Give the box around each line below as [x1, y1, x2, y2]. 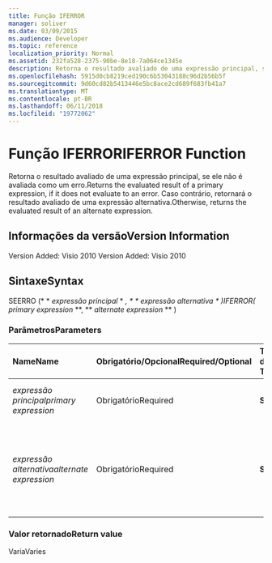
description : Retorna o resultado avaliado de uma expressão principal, [8, 65, 259, 73]
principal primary [12, 395, 76, 406]
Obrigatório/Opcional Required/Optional [96, 356, 253, 367]
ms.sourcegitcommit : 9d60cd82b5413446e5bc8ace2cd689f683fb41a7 [8, 79, 227, 87]
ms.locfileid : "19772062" [8, 110, 96, 118]
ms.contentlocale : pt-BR [8, 95, 92, 103]
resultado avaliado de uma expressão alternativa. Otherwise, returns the [8, 197, 247, 207]
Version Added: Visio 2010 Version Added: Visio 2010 [8, 250, 186, 260]
